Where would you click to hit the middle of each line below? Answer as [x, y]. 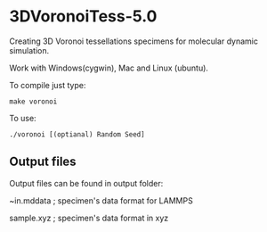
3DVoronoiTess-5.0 [83, 17]
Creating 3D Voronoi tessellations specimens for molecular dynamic [133, 41]
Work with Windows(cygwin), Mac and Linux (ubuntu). [109, 68]
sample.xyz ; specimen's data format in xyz [89, 218]
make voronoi [33, 101]
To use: [23, 118]
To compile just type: [48, 85]
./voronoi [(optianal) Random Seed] [77, 134]
